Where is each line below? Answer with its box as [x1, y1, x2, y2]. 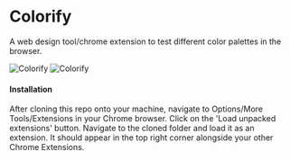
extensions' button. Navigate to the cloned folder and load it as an [9, 123, 255, 134]
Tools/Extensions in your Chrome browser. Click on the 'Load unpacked [9, 113, 276, 124]
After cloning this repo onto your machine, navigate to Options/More [9, 103, 264, 114]
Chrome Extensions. [9, 142, 85, 153]
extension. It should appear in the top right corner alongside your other [9, 132, 274, 143]
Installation [9, 84, 52, 94]
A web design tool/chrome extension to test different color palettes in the [9, 36, 282, 47]
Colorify [9, 6, 72, 27]
